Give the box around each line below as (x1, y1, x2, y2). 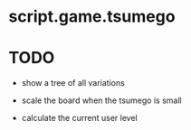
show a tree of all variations (21, 78, 126, 88)
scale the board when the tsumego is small (21, 95, 182, 106)
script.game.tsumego (8, 6, 176, 27)
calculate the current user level (21, 113, 138, 124)
